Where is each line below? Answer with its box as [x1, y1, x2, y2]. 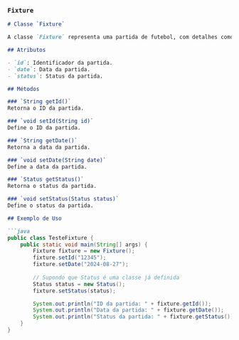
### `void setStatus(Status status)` [7, 196, 119, 203]
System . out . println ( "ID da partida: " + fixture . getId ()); [33, 300, 212, 307]
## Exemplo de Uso [7, 215, 62, 222]
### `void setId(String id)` [7, 117, 94, 125]
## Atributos [7, 46, 46, 54]
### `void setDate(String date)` [7, 156, 107, 164]
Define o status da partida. [7, 202, 94, 209]
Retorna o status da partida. [7, 183, 97, 190]
